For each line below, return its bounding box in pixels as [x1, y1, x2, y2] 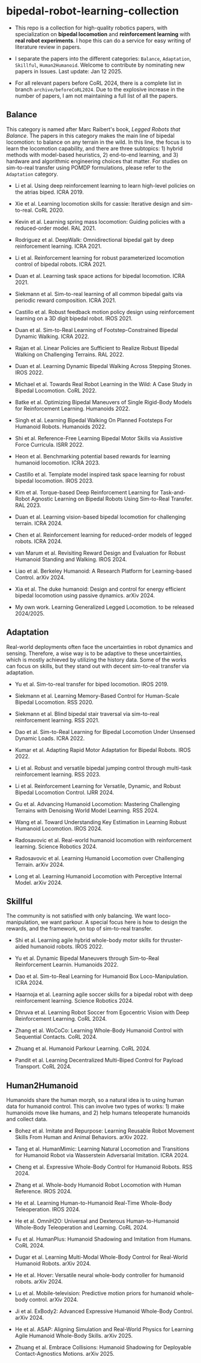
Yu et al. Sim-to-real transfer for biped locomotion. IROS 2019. [14, 680, 169, 688]
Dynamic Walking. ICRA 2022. [14, 333, 89, 340]
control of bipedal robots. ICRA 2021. [14, 260, 107, 268]
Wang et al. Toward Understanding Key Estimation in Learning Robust [14, 818, 187, 825]
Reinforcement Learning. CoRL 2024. [14, 1015, 107, 1023]
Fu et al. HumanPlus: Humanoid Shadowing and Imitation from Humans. [14, 1235, 192, 1243]
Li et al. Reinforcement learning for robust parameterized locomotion [14, 254, 185, 261]
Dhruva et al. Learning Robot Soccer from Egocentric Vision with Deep [14, 1009, 190, 1016]
